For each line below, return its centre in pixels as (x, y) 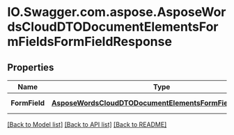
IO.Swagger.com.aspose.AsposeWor (117, 12)
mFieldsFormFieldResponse (90, 42)
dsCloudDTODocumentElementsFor (113, 27)
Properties (31, 67)
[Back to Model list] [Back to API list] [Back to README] (87, 125)
